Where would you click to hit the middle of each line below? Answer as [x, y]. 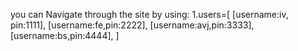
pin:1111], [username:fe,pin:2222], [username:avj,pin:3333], [132, 25]
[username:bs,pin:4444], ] [65, 35]
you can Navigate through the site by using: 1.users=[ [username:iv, [149, 14]
